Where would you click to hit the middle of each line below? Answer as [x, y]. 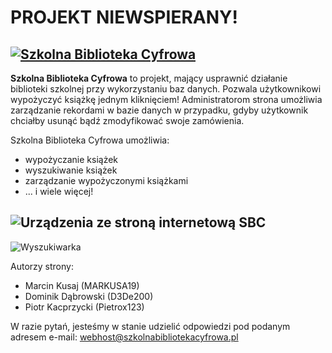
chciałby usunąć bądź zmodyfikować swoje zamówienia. [127, 120]
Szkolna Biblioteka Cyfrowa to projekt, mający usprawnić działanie [149, 78]
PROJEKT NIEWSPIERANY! [124, 17]
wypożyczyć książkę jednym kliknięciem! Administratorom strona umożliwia [166, 99]
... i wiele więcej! [59, 191]
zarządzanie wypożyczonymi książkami [106, 180]
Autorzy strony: [42, 266]
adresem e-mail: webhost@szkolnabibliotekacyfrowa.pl [124, 337]
